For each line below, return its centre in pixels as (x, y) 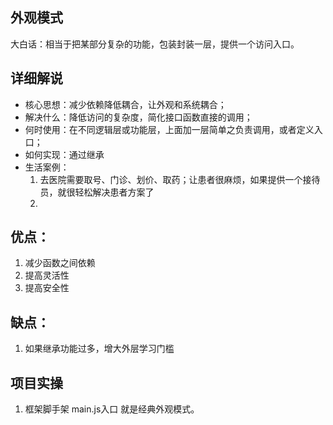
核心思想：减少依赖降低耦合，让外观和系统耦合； (125, 104)
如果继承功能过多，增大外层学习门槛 (99, 349)
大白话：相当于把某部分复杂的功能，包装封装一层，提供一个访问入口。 (155, 44)
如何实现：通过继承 (64, 154)
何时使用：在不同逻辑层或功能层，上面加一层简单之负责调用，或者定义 (169, 129)
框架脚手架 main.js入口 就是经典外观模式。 (112, 409)
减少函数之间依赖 (60, 263)
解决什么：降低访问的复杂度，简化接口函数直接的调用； (138, 117)
